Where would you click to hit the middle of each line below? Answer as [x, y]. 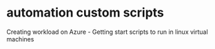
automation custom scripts [85, 13]
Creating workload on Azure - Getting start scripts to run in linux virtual [107, 32]
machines [20, 39]
